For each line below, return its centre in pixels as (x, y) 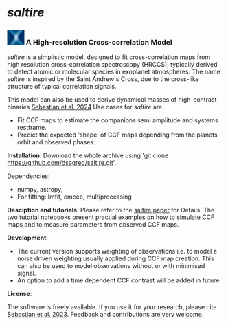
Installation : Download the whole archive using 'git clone (88, 155)
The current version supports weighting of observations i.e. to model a (117, 251)
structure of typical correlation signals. (62, 87)
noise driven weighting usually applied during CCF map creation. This (115, 258)
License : (20, 294)
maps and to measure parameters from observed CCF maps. (93, 225)
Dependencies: (28, 176)
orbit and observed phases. (56, 142)
